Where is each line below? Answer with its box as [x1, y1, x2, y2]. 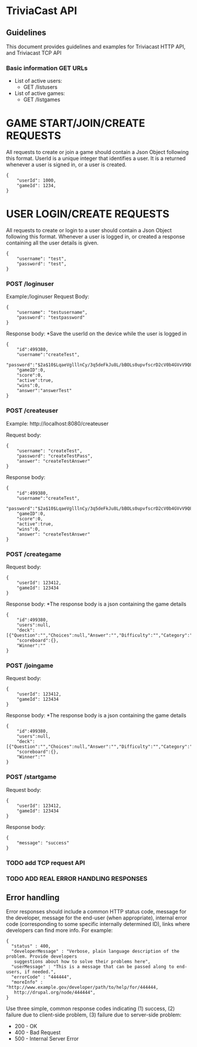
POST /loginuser [6, 280, 55, 288]
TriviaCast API [6, 4, 77, 18]
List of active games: [14, 90, 66, 97]
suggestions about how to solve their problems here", [13, 959, 151, 965]
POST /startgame [6, 773, 57, 781]
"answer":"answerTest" [16, 388, 72, 394]
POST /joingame [6, 661, 54, 670]
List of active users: [14, 78, 63, 85]
